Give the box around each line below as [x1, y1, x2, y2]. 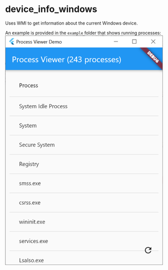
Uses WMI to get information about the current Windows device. [5, 20, 138, 26]
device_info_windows [5, 4, 97, 15]
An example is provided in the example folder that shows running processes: [5, 30, 161, 36]
